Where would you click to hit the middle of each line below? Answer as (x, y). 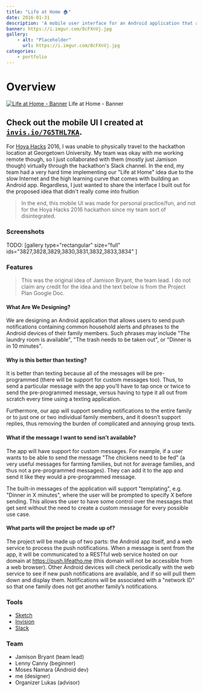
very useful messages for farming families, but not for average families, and (101, 464)
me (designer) (33, 676)
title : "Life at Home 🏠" (39, 12)
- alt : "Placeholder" (44, 40)
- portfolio (32, 57)
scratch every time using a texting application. (64, 399)
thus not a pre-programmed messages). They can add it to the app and (95, 470)
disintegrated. (38, 216)
